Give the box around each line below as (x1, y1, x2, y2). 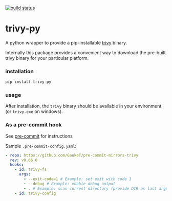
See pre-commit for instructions (5, 133, 73, 139)
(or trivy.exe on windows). (5, 108, 63, 115)
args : (18, 172, 31, 177)
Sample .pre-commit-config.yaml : (5, 143, 77, 149)
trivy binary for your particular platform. (5, 55, 89, 61)
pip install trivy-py (5, 79, 52, 84)
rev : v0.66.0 (10, 158, 38, 163)
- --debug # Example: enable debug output (24, 181, 116, 186)
